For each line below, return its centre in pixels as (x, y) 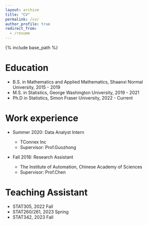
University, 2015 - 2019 (36, 87)
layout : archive (22, 10)
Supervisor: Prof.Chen (43, 172)
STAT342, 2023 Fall (33, 217)
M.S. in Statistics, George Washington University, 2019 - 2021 (76, 92)
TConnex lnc (33, 142)
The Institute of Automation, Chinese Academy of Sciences (81, 167)
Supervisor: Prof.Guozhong (48, 147)
